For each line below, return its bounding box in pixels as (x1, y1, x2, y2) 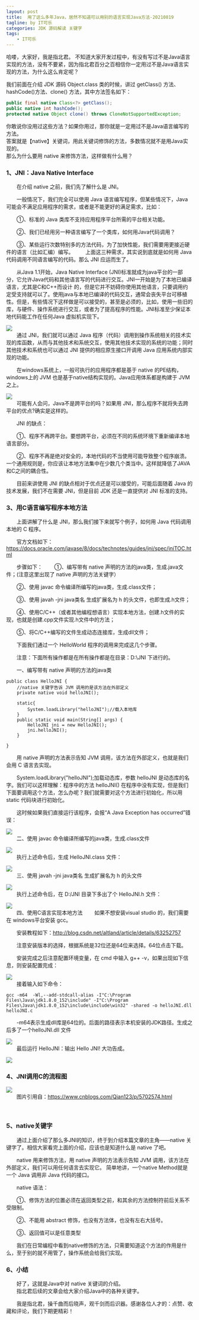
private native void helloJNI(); (17, 690, 99, 696)
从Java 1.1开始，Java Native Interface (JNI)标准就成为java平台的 (16, 268, 173, 275)
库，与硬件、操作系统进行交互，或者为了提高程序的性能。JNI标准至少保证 (6, 305, 186, 312)
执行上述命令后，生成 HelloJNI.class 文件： (16, 853, 122, 861)
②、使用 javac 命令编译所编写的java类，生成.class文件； (16, 583, 157, 591)
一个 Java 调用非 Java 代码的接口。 (6, 1171, 93, 1178)
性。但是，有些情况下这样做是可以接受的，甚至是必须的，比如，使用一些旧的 (6, 298, 193, 305)
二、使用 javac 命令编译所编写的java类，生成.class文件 (16, 835, 150, 842)
